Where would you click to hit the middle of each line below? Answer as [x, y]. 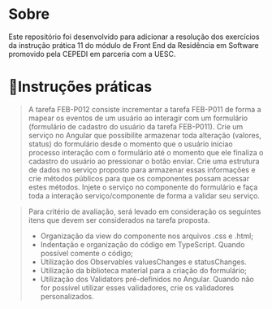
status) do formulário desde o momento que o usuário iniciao [130, 144]
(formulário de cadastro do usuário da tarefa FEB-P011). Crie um [136, 126]
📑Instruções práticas [80, 87]
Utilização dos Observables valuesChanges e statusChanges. [144, 262]
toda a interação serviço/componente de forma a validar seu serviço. [144, 195]
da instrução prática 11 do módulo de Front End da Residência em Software [134, 45]
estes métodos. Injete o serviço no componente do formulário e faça [143, 187]
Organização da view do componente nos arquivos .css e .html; [147, 236]
